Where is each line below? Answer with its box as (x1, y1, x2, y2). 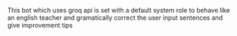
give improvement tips (7, 21, 73, 29)
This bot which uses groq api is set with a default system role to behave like (7, 6, 231, 14)
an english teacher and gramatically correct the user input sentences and (7, 13, 223, 22)
